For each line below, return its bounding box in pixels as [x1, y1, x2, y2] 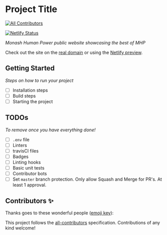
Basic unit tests [12, 165, 44, 171]
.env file [12, 136, 30, 142]
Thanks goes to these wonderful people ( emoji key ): [5, 210, 114, 216]
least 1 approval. [12, 182, 47, 188]
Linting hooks [12, 160, 41, 165]
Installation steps [12, 87, 48, 93]
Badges [12, 153, 29, 160]
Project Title [5, 4, 58, 15]
